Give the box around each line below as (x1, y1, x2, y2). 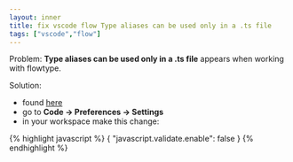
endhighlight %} (9, 143, 68, 153)
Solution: (9, 81, 42, 91)
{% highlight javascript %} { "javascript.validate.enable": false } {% (9, 134, 255, 144)
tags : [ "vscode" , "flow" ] (9, 29, 101, 38)
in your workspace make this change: (21, 116, 160, 127)
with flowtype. (9, 63, 62, 73)
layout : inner (9, 12, 62, 22)
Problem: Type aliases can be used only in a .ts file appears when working (9, 54, 284, 65)
